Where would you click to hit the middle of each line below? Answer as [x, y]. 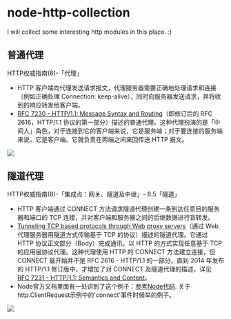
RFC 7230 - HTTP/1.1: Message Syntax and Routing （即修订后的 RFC [114, 113]
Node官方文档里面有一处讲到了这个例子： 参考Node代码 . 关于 [104, 286]
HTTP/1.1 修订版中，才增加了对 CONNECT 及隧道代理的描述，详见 [118, 269]
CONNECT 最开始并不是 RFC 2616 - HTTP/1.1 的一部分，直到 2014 [111, 260]
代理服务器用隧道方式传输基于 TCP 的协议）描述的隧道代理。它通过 [112, 234]
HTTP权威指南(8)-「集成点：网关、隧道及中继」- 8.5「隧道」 [94, 194]
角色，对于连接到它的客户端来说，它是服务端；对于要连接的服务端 [129, 131]
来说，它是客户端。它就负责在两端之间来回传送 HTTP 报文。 [102, 139]
